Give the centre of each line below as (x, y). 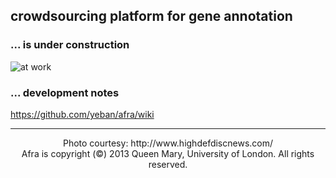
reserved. (168, 164)
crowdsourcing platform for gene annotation (151, 16)
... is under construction (70, 45)
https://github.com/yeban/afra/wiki (82, 114)
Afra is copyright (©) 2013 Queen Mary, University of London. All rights (168, 153)
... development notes (65, 92)
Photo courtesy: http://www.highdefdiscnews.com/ (168, 143)
